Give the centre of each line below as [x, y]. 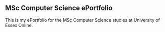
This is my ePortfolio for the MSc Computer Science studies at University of [82, 20]
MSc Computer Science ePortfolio [59, 8]
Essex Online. [19, 25]
